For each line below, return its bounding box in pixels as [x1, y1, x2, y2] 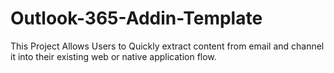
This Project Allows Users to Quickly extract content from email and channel [10, 40, 325, 52]
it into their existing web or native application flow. [10, 50, 217, 62]
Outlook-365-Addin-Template [10, 7, 263, 30]
